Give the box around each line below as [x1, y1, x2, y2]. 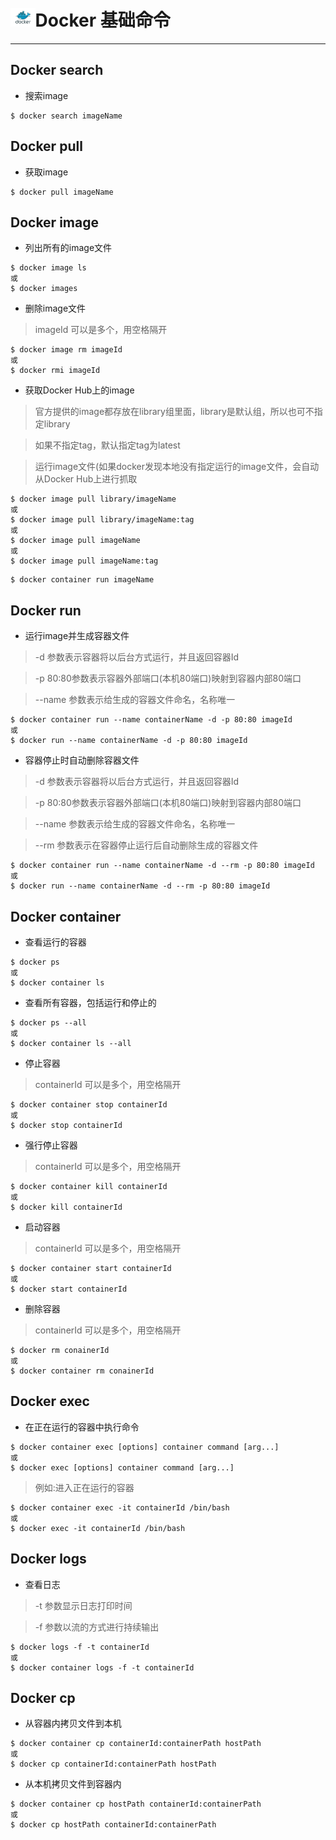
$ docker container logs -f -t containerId [10, 1662, 195, 1673]
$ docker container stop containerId [10, 1100, 168, 1110]
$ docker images [10, 284, 78, 294]
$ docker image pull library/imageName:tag [10, 515, 195, 525]
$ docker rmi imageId [10, 366, 101, 376]
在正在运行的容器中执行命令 [24, 1421, 140, 1433]
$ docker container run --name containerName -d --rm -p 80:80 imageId [10, 861, 315, 871]
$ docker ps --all [10, 1018, 87, 1028]
